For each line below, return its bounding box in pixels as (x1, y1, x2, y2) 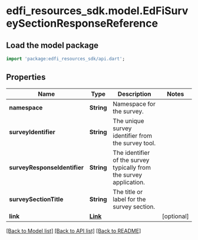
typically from (113, 163, 151, 171)
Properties (6, 72, 46, 82)
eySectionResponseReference (6, 17, 158, 30)
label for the (113, 195, 146, 203)
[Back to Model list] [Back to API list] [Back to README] (6, 227, 141, 234)
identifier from (113, 131, 152, 140)
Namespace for (113, 99, 156, 108)
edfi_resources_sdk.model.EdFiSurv (6, 4, 189, 18)
